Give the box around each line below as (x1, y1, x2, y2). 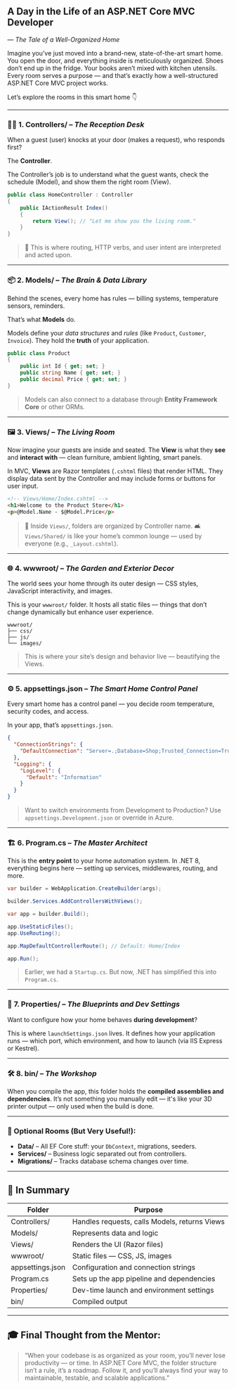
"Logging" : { (13, 761, 52, 768)
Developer (7, 17, 54, 29)
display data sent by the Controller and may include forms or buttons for (7, 474, 216, 483)
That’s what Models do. (7, 315, 76, 323)
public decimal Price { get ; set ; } (20, 376, 128, 383)
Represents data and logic (72, 1228, 159, 1238)
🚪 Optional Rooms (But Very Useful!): (7, 1126, 136, 1136)
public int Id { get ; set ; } (20, 363, 105, 370)
